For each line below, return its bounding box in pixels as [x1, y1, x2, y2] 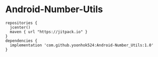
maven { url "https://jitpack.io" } [10, 29, 88, 34]
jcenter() [10, 24, 31, 30]
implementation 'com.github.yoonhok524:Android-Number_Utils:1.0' [10, 42, 154, 48]
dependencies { [5, 38, 38, 43]
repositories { [5, 20, 38, 25]
